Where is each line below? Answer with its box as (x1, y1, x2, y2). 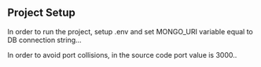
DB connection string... (7, 35, 82, 44)
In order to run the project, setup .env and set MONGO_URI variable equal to (7, 26, 253, 36)
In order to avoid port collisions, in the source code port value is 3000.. (7, 50, 237, 59)
